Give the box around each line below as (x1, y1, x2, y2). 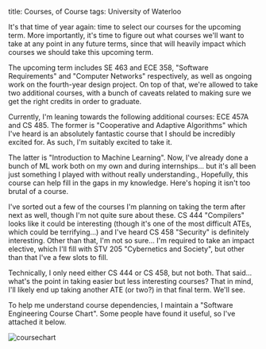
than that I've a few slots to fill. (8, 253, 109, 262)
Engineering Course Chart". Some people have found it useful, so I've (8, 309, 236, 318)
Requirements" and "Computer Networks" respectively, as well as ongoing (8, 72, 253, 80)
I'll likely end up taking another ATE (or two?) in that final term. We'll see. (8, 285, 246, 294)
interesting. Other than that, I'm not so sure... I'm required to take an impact (8, 236, 255, 245)
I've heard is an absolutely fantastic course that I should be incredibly (8, 129, 236, 138)
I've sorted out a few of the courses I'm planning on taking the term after (8, 202, 246, 211)
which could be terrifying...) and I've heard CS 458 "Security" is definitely (8, 227, 249, 237)
